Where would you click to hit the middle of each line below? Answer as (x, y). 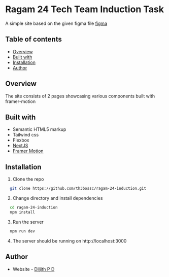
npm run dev (23, 231)
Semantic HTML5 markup (39, 129)
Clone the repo (28, 179)
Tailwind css (26, 135)
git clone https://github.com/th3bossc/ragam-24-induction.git (78, 189)
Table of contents (33, 39)
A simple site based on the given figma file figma (56, 23)
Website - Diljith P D (33, 269)
